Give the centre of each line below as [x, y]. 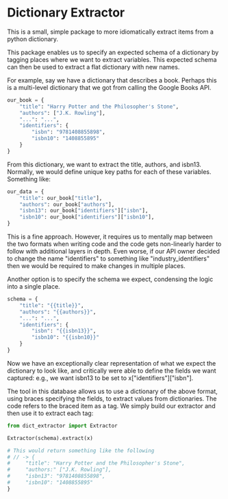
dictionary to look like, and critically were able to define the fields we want [112, 370]
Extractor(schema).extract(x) [50, 438]
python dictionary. [33, 38]
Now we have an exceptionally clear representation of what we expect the [112, 363]
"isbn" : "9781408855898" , [69, 132]
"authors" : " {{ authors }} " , [58, 312]
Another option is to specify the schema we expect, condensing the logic [110, 279]
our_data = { [26, 191]
